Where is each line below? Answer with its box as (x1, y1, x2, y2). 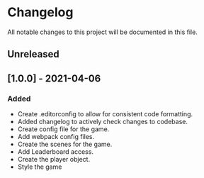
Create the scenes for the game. (17, 140, 113, 149)
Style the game (17, 162, 62, 171)
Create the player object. (17, 155, 91, 164)
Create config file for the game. (17, 125, 110, 133)
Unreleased (7, 48, 60, 60)
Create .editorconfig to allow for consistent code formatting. (17, 110, 193, 118)
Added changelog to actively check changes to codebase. (17, 118, 188, 126)
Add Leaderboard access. (17, 148, 94, 156)
